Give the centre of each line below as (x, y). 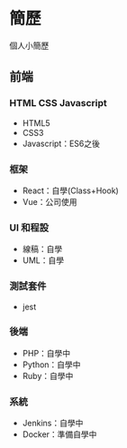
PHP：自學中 (46, 353)
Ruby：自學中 (48, 375)
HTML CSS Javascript (59, 103)
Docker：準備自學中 (59, 434)
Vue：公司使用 (50, 201)
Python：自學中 (51, 365)
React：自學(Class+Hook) (70, 190)
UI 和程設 (29, 228)
